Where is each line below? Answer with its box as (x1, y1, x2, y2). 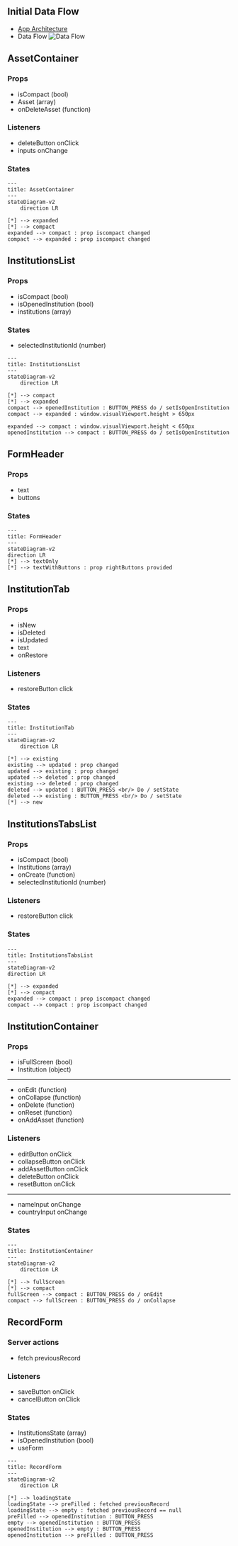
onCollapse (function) (17, 1093, 81, 1102)
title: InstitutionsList (7, 361, 81, 368)
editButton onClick (17, 1149, 72, 1158)
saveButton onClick (17, 1387, 75, 1396)
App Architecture (17, 24, 68, 33)
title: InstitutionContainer (7, 1247, 93, 1254)
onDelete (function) (17, 1101, 75, 1109)
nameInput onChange (17, 1200, 81, 1208)
